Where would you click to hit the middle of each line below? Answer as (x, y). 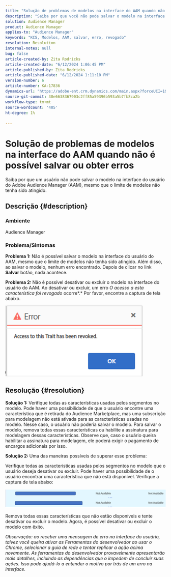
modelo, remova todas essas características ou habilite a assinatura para (82, 429)
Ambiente (18, 221)
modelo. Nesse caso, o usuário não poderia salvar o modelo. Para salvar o (83, 424)
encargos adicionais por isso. (36, 446)
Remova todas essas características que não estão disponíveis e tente (79, 516)
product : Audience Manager (34, 27)
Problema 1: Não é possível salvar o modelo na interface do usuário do (80, 256)
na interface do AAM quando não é (80, 155)
